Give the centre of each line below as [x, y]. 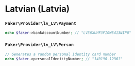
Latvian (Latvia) [37, 9]
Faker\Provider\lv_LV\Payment [41, 24]
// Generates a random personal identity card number [61, 54]
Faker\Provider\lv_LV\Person [40, 45]
